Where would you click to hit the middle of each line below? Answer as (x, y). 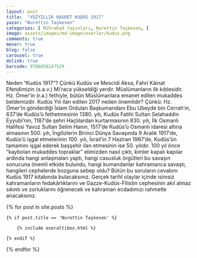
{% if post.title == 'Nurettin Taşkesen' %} (62, 218)
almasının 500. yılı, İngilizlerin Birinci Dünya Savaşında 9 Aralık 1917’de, (92, 133)
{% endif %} (21, 239)
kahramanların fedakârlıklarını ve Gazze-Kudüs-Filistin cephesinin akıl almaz (99, 183)
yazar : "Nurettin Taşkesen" (41, 22)
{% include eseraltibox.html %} (56, 228)
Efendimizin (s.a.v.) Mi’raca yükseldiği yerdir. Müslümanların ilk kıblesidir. (94, 90)
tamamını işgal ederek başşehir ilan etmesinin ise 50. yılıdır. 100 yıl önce (93, 145)
